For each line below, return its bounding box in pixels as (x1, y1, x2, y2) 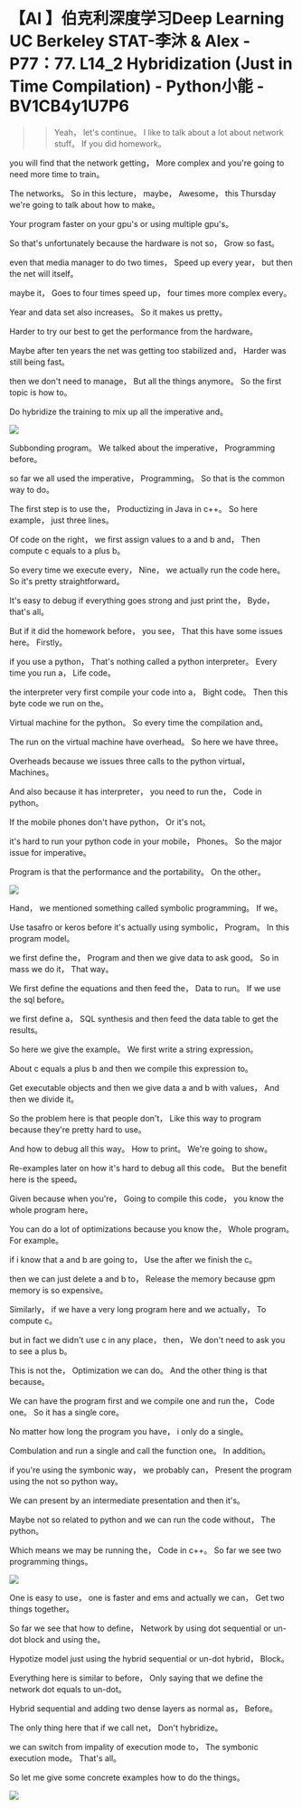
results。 (9, 1024, 43, 1036)
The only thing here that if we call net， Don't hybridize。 (9, 1722, 223, 1733)
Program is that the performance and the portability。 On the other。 (9, 866, 267, 877)
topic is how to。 (9, 386, 72, 398)
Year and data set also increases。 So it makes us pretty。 (9, 307, 228, 317)
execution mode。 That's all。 (9, 1752, 122, 1764)
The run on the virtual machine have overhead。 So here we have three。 (9, 736, 283, 747)
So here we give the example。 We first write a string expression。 (9, 1044, 259, 1055)
